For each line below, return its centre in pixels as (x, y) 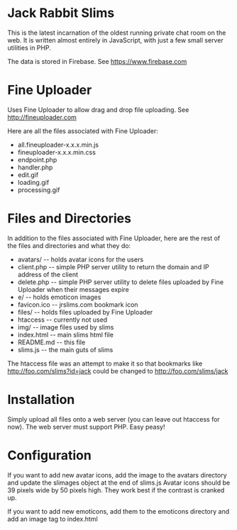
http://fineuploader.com (42, 117)
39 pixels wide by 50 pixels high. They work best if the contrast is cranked (116, 490)
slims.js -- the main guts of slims (65, 349)
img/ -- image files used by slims (66, 327)
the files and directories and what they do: (69, 245)
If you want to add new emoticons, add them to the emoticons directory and (118, 511)
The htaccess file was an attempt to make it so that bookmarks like (105, 363)
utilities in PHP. (29, 47)
